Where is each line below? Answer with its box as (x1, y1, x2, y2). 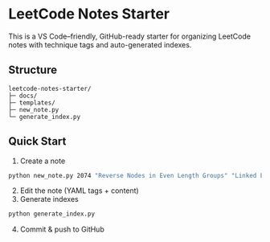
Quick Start (8, 134, 67, 149)
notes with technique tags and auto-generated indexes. (8, 39, 192, 49)
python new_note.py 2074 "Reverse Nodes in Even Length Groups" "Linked (8, 171, 257, 179)
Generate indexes (19, 195, 79, 204)
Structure (8, 64, 58, 77)
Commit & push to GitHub (19, 224, 104, 234)
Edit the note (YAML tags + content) (19, 186, 139, 195)
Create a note (19, 156, 66, 166)
